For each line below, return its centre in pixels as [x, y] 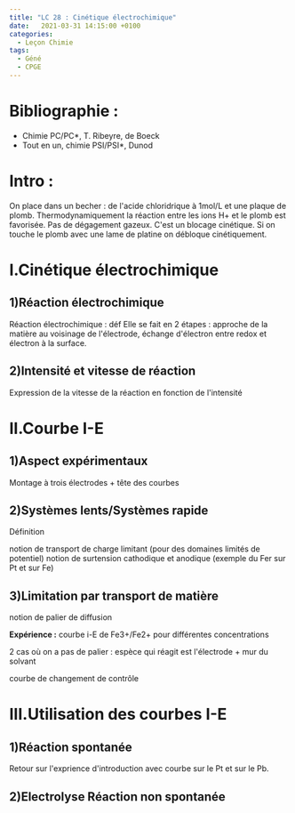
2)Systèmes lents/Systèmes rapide [109, 510]
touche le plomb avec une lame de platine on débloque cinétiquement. [138, 234]
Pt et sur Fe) [32, 568]
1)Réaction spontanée [71, 747]
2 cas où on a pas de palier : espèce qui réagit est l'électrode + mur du [139, 652]
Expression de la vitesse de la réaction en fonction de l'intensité [126, 392]
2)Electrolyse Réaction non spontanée [117, 797]
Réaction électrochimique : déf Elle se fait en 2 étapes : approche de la [139, 324]
